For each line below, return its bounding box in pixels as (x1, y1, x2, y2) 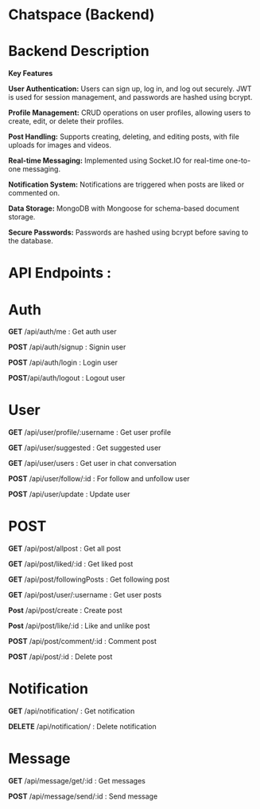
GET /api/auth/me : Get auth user (8, 327, 117, 337)
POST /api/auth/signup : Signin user (8, 342, 126, 352)
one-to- (225, 156, 251, 165)
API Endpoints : (8, 264, 112, 282)
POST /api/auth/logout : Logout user (8, 373, 126, 383)
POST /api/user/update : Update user (8, 489, 130, 499)
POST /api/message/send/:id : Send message (8, 791, 158, 801)
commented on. (8, 188, 60, 198)
